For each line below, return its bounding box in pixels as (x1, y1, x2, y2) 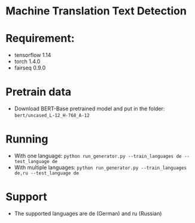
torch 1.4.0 (14, 58, 41, 65)
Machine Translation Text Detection (5, 4, 187, 18)
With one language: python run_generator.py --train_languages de (14, 152, 182, 159)
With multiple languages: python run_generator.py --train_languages (14, 164, 187, 171)
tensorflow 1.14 (14, 52, 51, 59)
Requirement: (5, 32, 75, 46)
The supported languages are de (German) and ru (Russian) (14, 210, 162, 217)
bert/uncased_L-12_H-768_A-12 (14, 113, 90, 119)
